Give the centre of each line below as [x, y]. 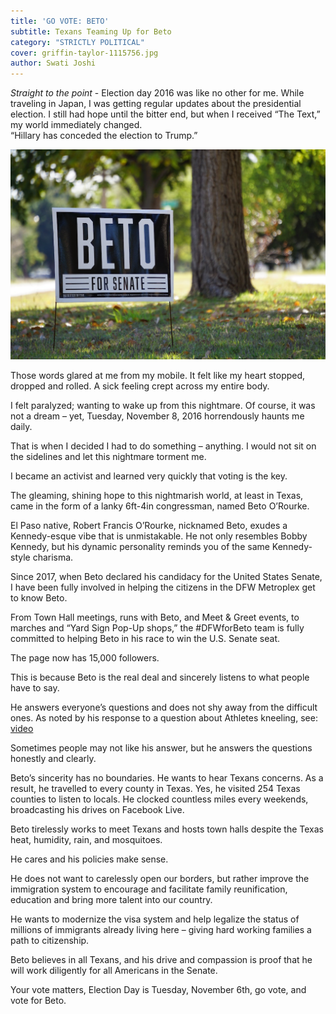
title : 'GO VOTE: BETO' [60, 21]
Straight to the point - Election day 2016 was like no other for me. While [157, 93]
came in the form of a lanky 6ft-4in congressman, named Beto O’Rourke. [160, 506]
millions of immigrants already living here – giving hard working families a [161, 930]
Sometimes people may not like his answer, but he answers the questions [161, 748]
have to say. [35, 688]
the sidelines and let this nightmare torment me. [108, 457]
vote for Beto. [38, 1001]
